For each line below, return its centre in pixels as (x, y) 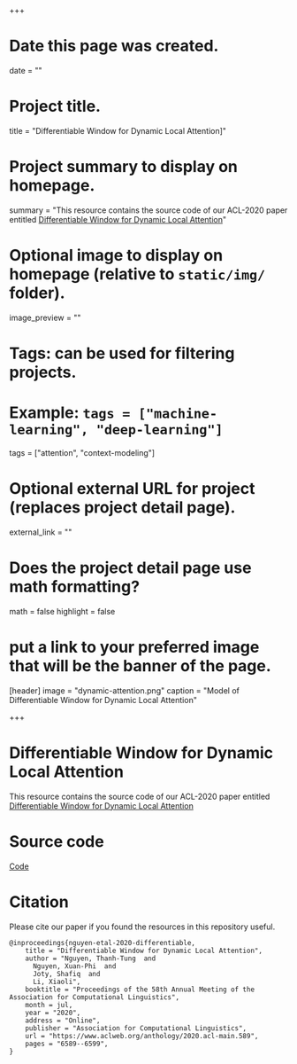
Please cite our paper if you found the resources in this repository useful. (142, 927)
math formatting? (74, 587)
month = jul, (49, 1005)
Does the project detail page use (130, 567)
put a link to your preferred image (134, 647)
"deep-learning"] (160, 430)
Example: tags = (70, 413)
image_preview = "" (45, 317)
